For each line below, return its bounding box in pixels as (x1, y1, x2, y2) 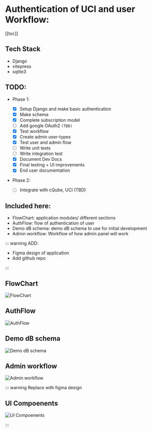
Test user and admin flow (19, 139, 72, 145)
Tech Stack (5, 45, 41, 53)
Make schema (19, 111, 49, 117)
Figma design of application (12, 250, 69, 256)
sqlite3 (12, 69, 26, 74)
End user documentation (19, 167, 70, 173)
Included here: (5, 202, 51, 210)
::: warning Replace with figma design (5, 385, 82, 391)
